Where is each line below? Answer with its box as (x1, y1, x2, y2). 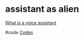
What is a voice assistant (5, 20, 56, 26)
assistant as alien (5, 3, 79, 15)
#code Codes (5, 29, 33, 35)
